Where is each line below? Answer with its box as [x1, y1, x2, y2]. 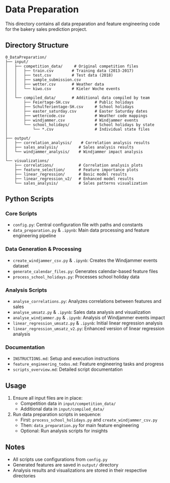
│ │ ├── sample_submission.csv [5, 77, 81, 82]
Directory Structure [5, 41, 69, 50]
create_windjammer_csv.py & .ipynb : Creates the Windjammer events [12, 257, 158, 263]
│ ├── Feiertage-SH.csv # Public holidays [5, 99, 134, 105]
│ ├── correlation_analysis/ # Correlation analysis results [5, 140, 150, 145]
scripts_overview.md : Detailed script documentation [12, 366, 123, 372]
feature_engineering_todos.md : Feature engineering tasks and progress [12, 361, 164, 367]
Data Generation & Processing [5, 245, 82, 253]
